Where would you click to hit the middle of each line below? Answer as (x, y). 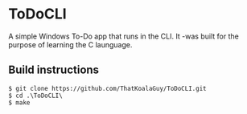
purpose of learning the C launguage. (70, 44)
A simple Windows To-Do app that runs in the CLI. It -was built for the (123, 36)
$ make (19, 102)
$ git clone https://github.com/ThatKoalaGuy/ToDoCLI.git (107, 88)
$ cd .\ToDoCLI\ (35, 96)
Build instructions (54, 70)
